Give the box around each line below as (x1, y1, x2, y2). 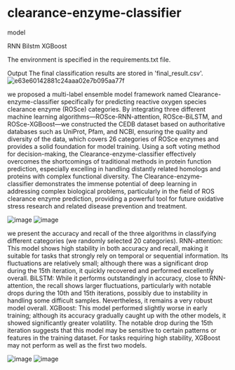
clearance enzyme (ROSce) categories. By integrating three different (7, 105, 206, 113)
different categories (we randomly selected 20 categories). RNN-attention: (7, 237, 223, 245)
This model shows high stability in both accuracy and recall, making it (7, 244, 208, 252)
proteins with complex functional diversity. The (7, 172, 143, 180)
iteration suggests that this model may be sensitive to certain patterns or (7, 326, 217, 334)
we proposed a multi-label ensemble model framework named (7, 90, 187, 98)
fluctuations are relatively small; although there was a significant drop (7, 258, 208, 267)
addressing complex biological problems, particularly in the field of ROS (7, 187, 215, 195)
